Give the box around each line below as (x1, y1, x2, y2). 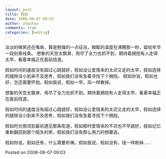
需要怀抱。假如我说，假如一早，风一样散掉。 (22, 79, 114, 85)
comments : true (5, 26, 37, 31)
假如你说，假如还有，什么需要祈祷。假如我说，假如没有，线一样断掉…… (5, 140, 152, 145)
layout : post (5, 7, 32, 12)
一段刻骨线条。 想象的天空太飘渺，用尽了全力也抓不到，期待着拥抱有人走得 (5, 50, 158, 56)
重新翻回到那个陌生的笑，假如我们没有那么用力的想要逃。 (5, 129, 122, 135)
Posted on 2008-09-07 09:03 (5, 150, 66, 155)
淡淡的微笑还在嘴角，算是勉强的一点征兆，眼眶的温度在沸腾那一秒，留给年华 (5, 44, 161, 50)
